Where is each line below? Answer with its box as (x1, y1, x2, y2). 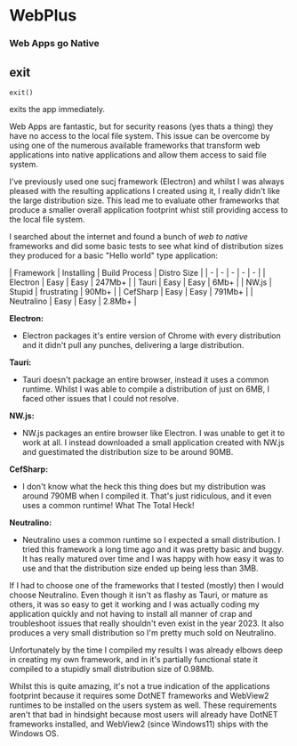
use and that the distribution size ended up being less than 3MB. (21, 563, 260, 573)
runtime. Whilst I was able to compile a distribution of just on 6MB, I (21, 384, 269, 394)
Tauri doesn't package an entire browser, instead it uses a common (21, 374, 269, 385)
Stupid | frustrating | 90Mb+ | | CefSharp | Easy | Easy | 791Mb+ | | (9, 286, 253, 296)
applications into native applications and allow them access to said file (9, 149, 267, 160)
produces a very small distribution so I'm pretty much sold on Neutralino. (9, 627, 277, 637)
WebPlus (9, 5, 77, 26)
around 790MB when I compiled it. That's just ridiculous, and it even (21, 491, 272, 501)
